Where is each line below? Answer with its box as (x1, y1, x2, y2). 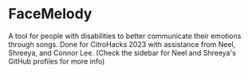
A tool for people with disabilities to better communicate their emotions (8, 31, 242, 41)
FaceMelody (8, 5, 93, 23)
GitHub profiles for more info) (8, 56, 105, 66)
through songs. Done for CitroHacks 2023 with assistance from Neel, (8, 39, 236, 49)
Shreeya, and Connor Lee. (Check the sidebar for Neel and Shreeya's (8, 48, 237, 57)
